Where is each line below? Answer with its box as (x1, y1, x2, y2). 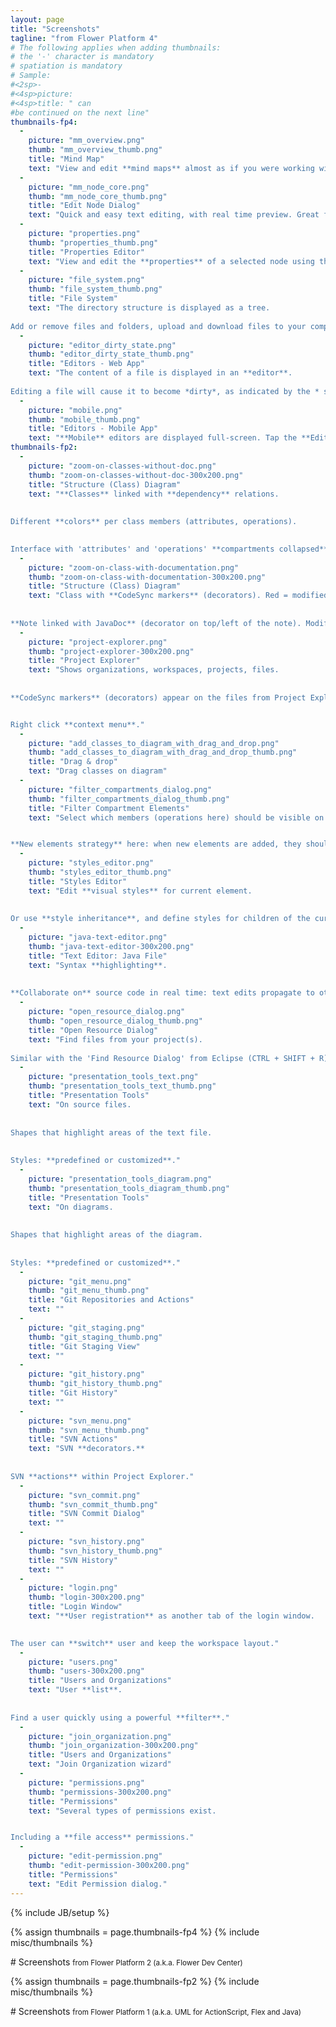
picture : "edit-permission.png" (28, 1851, 163, 1861)
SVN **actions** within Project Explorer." (10, 1471, 195, 1481)
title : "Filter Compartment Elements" (28, 803, 190, 813)
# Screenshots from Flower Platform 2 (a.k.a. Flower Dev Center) (10, 1956, 243, 1968)
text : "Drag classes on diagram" (28, 766, 168, 776)
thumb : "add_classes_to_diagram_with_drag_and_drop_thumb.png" (28, 747, 298, 758)
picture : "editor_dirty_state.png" (28, 340, 177, 350)
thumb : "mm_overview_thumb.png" (28, 145, 163, 155)
